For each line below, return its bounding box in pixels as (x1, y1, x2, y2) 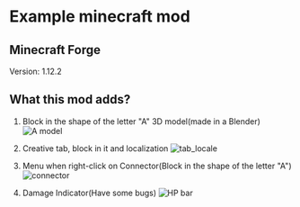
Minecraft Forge (9, 42, 101, 58)
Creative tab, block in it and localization (22, 142, 169, 154)
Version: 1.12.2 (9, 66, 63, 76)
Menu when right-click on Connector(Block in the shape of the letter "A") (22, 160, 292, 171)
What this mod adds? (9, 92, 131, 107)
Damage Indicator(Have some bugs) (22, 187, 157, 198)
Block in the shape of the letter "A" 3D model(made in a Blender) (22, 115, 260, 127)
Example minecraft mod (9, 6, 190, 27)
